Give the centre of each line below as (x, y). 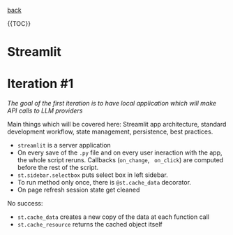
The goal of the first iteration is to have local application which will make (112, 104)
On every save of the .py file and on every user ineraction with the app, (120, 152)
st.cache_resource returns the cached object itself (90, 225)
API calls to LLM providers (45, 111)
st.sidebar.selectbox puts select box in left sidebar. (93, 175)
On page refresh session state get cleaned (78, 190)
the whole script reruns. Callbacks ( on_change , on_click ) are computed (120, 160)
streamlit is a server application (64, 145)
